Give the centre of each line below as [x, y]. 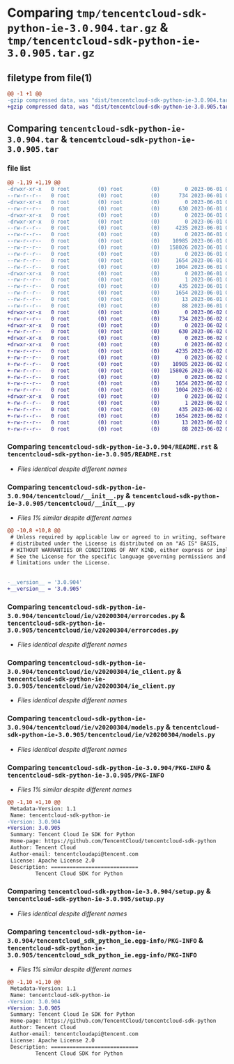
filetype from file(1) [50, 78]
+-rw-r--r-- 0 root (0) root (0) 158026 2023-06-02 [115, 371]
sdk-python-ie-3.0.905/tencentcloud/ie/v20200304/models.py [111, 735]
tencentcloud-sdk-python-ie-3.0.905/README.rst [89, 455]
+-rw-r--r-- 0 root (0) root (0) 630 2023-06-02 [115, 332]
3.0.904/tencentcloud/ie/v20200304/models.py [86, 727]
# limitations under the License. [60, 563]
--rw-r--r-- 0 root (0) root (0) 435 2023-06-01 [115, 286]
